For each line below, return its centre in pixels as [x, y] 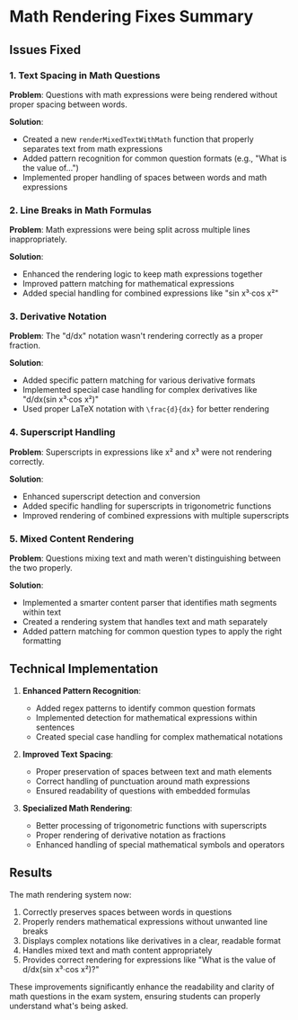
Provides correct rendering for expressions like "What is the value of [149, 960]
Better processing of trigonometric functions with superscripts [151, 825]
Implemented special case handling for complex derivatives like [140, 390]
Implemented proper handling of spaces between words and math [145, 177]
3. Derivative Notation [58, 316]
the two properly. [41, 568]
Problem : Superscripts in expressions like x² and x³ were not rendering [140, 452]
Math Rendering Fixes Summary [131, 17]
